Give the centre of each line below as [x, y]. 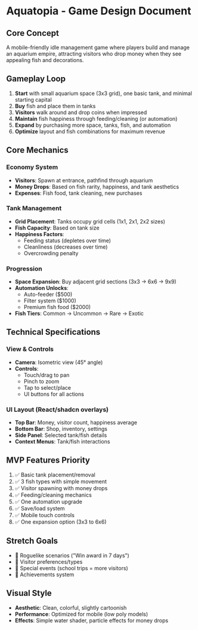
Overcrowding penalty [51, 253]
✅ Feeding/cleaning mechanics [53, 495]
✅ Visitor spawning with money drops [61, 488]
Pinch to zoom [41, 381]
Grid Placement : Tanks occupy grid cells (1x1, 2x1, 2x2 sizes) [90, 221]
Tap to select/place [47, 387]
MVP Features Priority [48, 461]
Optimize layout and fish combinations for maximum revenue [90, 131]
